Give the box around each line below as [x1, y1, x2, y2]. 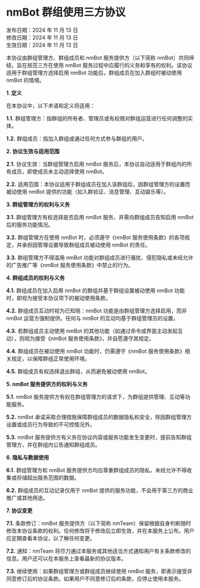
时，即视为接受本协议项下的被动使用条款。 [6, 294, 111, 301]
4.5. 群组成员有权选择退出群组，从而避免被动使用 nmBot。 [6, 368, 150, 375]
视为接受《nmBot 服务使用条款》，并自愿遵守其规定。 [24, 335, 155, 342]
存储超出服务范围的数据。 [16, 474, 79, 481]
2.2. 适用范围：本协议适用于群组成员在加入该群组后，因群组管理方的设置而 [6, 180, 190, 187]
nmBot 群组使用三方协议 [6, 5, 126, 19]
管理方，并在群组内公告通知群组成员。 [6, 441, 100, 448]
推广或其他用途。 [6, 494, 48, 501]
